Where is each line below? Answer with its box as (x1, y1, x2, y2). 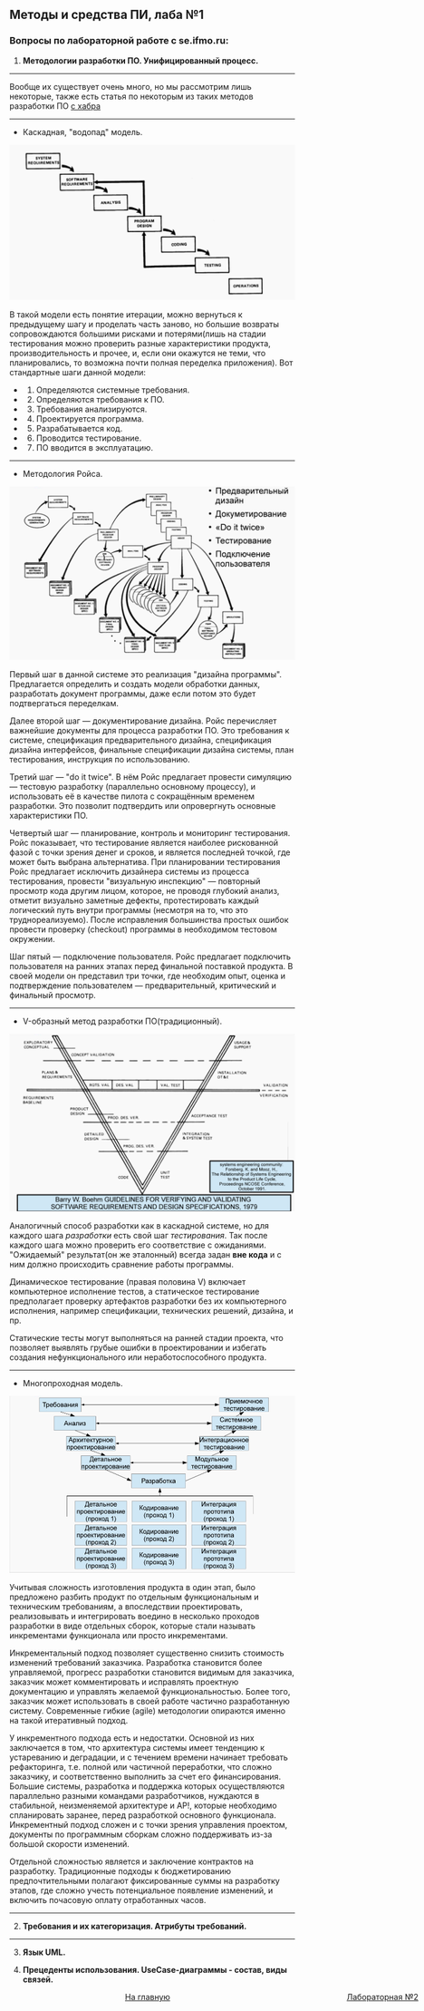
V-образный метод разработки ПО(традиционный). (22, 1015, 223, 1026)
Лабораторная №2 (346, 1992, 419, 2003)
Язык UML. (22, 1947, 66, 1958)
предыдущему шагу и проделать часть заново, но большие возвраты (9, 318, 279, 329)
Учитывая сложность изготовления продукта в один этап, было (9, 1582, 256, 1593)
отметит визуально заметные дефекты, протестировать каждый (9, 895, 260, 906)
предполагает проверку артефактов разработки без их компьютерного (9, 1296, 287, 1307)
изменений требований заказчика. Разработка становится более (9, 1657, 263, 1668)
